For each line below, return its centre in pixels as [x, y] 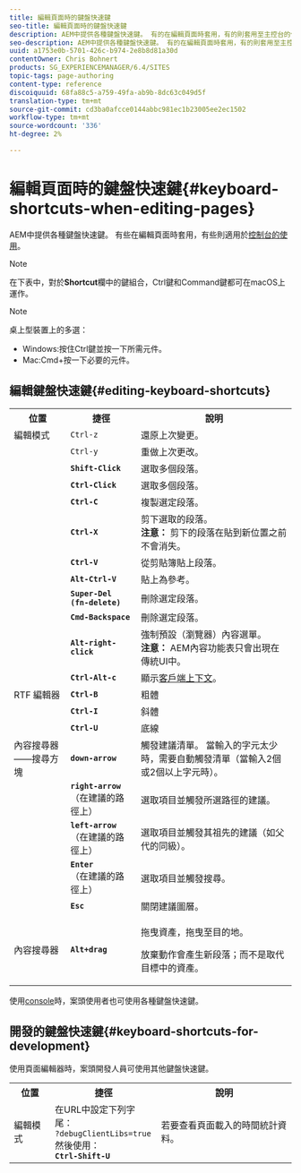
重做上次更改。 [172, 451]
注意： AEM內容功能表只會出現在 [210, 647]
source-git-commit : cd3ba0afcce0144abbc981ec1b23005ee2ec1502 [128, 109]
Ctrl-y [84, 451]
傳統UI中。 [163, 661]
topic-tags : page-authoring [62, 76]
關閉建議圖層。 [172, 906]
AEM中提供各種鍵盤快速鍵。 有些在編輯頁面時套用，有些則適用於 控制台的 [145, 235]
